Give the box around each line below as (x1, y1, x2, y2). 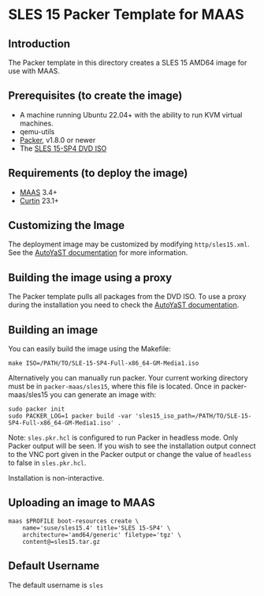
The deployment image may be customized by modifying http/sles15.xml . (8, 239, 250, 249)
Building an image (8, 323, 99, 336)
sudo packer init (8, 405, 65, 414)
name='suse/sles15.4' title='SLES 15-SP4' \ (22, 523, 171, 532)
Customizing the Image (8, 219, 125, 232)
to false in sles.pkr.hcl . (8, 458, 87, 467)
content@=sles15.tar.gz (22, 538, 101, 545)
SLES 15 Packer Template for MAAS (8, 6, 244, 24)
